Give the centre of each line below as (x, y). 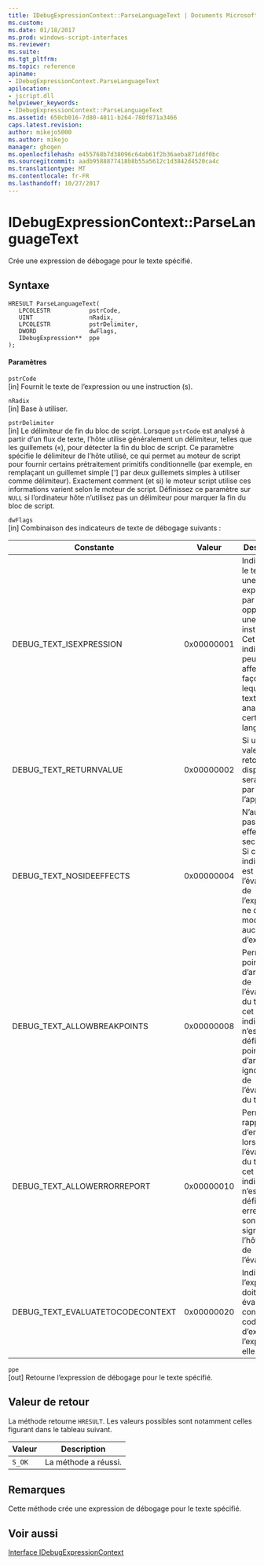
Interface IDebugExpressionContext (66, 1552)
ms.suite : (24, 52)
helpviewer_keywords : (44, 103)
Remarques (37, 1490)
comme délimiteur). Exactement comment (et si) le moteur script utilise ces (130, 481)
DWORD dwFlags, (68, 331)
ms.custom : (26, 23)
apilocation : (29, 88)
